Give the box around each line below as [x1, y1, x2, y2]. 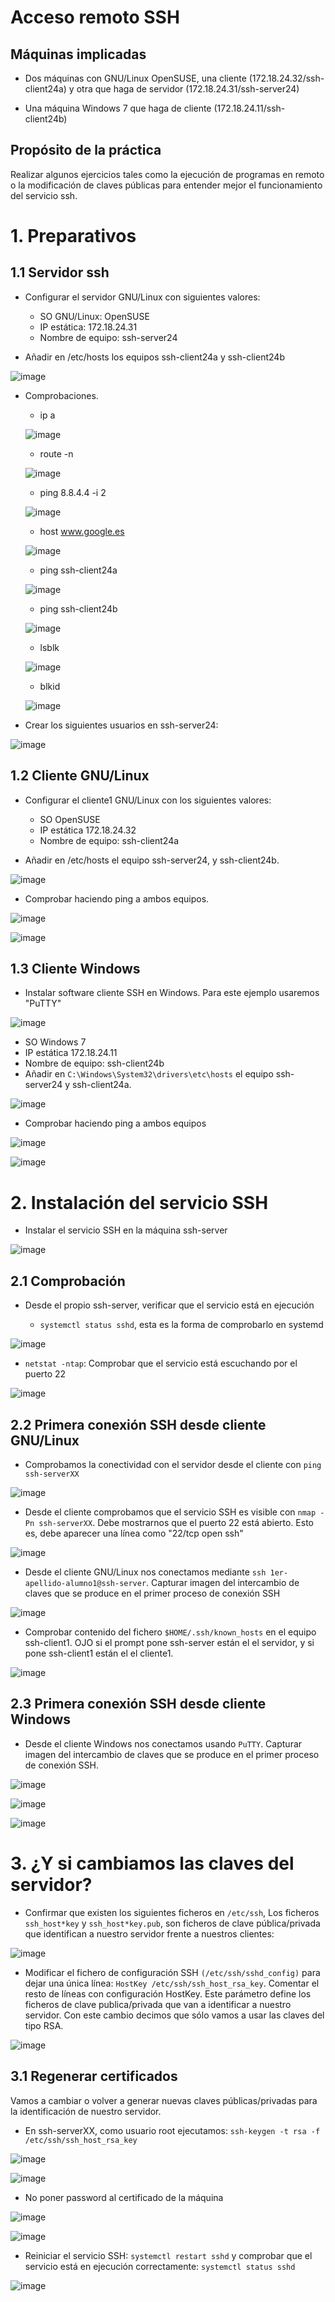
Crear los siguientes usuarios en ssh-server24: [24, 719, 219, 731]
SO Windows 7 [24, 1036, 87, 1048]
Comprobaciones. [24, 389, 99, 401]
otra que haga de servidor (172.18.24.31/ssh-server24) [76, 83, 300, 95]
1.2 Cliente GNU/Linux [10, 767, 150, 785]
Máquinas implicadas [10, 46, 147, 63]
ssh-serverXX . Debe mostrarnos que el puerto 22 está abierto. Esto [38, 1517, 314, 1528]
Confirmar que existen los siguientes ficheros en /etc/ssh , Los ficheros [24, 1906, 320, 1918]
